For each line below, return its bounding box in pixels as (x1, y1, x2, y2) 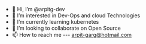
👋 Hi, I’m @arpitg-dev (11, 6, 65, 12)
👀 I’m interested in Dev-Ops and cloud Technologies (11, 12, 141, 19)
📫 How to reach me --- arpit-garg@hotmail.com (11, 32, 132, 38)
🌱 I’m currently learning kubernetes (11, 18, 99, 25)
